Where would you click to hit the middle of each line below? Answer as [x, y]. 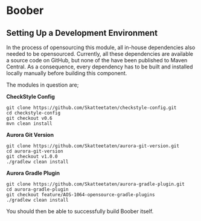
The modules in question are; [43, 85]
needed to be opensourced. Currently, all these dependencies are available [100, 54]
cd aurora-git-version [35, 151]
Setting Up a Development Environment [82, 33]
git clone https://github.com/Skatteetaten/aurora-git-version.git [93, 146]
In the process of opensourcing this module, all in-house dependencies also [101, 47]
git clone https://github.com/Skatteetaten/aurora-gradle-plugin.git [96, 184]
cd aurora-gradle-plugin [37, 190]
